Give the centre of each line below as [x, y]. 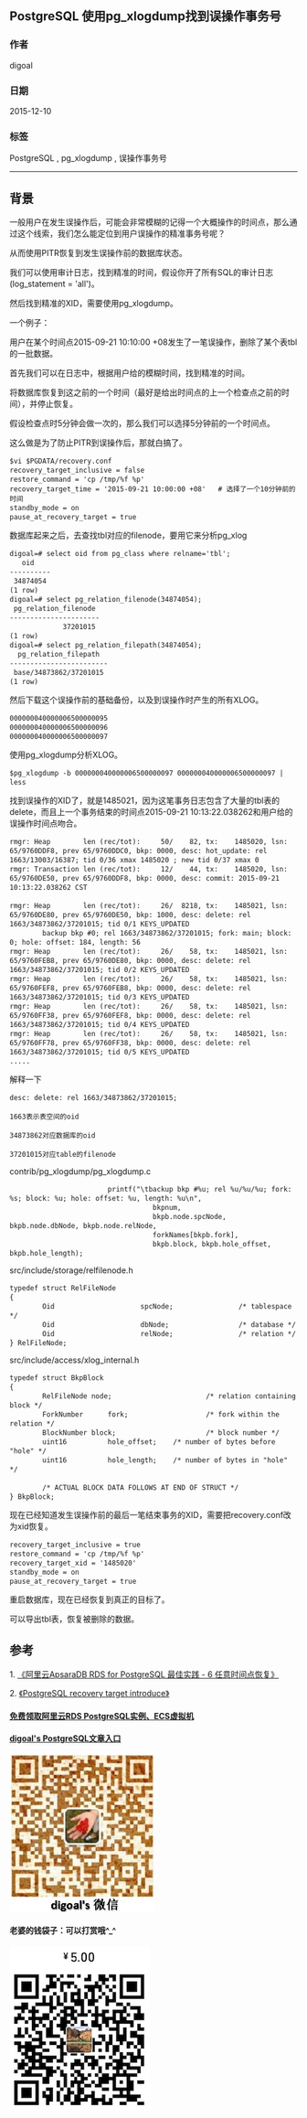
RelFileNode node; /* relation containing [169, 1396]
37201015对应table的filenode [63, 1155]
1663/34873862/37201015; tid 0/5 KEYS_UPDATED [100, 1053]
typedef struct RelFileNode [63, 1289]
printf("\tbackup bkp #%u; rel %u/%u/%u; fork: [200, 1190]
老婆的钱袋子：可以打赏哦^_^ [63, 1931]
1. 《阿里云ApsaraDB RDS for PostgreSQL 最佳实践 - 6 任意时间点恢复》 [144, 1674]
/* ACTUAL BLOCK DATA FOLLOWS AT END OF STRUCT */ [141, 1488]
